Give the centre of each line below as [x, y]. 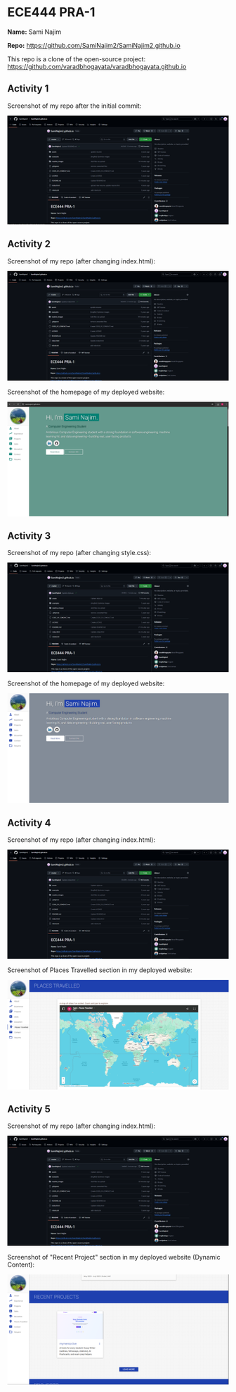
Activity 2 [29, 244]
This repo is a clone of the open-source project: [77, 59]
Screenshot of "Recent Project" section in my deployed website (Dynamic [114, 1257]
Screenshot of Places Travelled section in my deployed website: [100, 970]
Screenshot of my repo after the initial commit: [74, 106]
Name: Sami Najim [34, 32]
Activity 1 [28, 89]
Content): [21, 1264]
